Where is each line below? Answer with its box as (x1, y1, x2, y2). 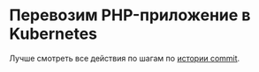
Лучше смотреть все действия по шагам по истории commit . (9, 53, 240, 63)
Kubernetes (9, 24, 98, 44)
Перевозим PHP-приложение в (9, 5, 251, 25)
